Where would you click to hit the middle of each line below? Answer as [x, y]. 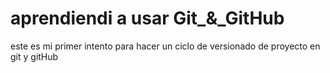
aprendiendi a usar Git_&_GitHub [147, 18]
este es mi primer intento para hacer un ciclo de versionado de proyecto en [165, 46]
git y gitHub [34, 56]
